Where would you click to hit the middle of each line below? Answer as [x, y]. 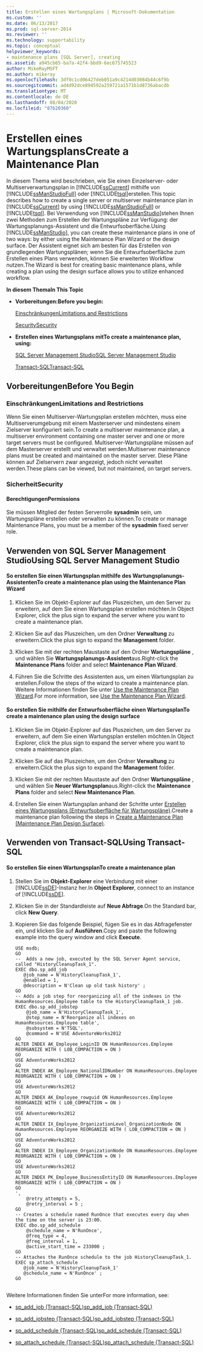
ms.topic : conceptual [34, 46]
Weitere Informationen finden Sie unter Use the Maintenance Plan [97, 689]
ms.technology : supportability [46, 40]
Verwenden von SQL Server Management [86, 551]
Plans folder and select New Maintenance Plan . [75, 793]
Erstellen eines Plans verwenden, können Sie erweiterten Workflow [90, 259]
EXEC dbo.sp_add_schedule [48, 1225]
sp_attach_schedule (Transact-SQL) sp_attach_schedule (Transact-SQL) [104, 1342]
